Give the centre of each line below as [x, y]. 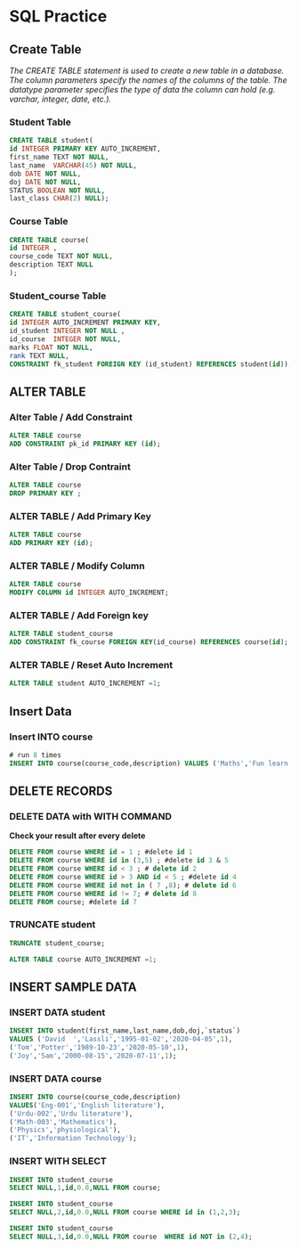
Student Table [40, 122]
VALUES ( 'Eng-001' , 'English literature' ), [87, 1105]
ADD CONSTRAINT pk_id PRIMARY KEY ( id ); [85, 444]
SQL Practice [58, 16]
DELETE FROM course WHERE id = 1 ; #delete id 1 [101, 853]
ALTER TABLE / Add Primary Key [80, 516]
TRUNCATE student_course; [57, 943]
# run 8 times [36, 755]
